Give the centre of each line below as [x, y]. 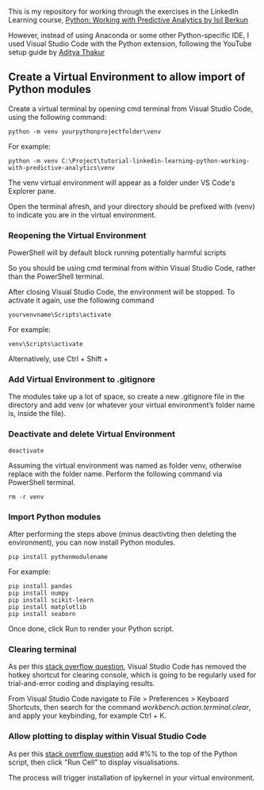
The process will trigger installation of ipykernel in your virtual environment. [132, 777]
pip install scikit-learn [51, 600]
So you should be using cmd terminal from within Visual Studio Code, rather [132, 268]
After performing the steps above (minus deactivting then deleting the [122, 534]
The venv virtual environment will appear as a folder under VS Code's [122, 183]
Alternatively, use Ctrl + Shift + [58, 359]
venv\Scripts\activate [46, 345]
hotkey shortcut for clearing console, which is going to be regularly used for [132, 675]
